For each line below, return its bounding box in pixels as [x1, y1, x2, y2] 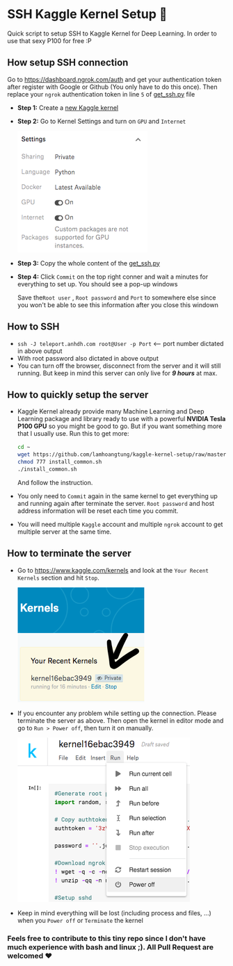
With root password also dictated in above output [17, 354, 159, 362]
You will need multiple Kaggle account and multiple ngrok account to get [17, 520, 223, 528]
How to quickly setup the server [7, 388, 149, 400]
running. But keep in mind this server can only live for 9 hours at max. [17, 368, 218, 377]
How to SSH [7, 321, 60, 333]
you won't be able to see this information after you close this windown [17, 300, 219, 309]
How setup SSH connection [7, 57, 129, 69]
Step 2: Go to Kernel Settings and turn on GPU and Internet [17, 117, 186, 125]
